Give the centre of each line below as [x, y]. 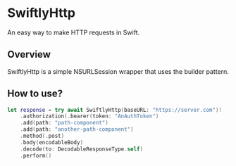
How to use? [35, 94]
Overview [29, 55]
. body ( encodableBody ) [51, 142]
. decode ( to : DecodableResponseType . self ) [81, 149]
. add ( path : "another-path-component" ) [77, 129]
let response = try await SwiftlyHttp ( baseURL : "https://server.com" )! [114, 110]
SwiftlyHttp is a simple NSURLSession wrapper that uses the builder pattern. [118, 71]
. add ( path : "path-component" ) [64, 123]
